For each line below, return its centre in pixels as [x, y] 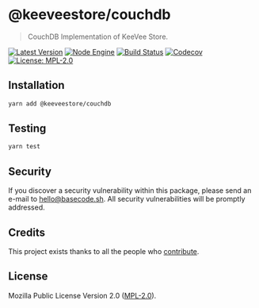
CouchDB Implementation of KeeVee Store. [98, 37]
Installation [36, 85]
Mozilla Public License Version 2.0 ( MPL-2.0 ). [82, 295]
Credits [27, 232]
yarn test [25, 147]
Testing [27, 129]
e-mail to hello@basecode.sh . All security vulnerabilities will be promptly [127, 199]
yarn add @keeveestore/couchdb [60, 104]
